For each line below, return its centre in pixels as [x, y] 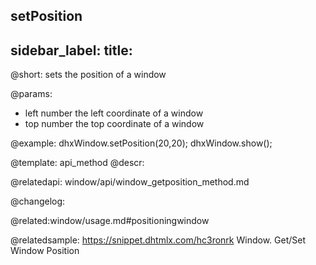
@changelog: [38, 201]
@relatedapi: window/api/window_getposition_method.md [130, 182]
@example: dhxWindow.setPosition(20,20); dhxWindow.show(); [141, 143]
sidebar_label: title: [71, 50]
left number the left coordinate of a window [114, 113]
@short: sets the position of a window [88, 75]
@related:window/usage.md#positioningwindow [110, 221]
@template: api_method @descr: [77, 163]
